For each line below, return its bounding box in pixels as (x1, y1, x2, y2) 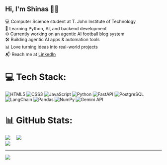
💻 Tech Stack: (5, 71, 67, 82)
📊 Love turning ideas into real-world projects (5, 44, 98, 50)
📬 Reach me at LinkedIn (5, 51, 56, 57)
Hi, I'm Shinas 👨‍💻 (5, 5, 59, 13)
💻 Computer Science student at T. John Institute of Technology (5, 18, 136, 24)
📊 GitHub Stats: (5, 114, 73, 126)
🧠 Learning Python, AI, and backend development (5, 25, 107, 31)
